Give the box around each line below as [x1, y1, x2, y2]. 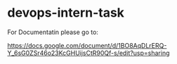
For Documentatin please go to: [7, 28, 98, 36]
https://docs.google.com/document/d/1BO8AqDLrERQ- [7, 41, 167, 49]
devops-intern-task [7, 5, 125, 21]
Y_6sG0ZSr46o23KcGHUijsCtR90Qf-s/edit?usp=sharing [7, 49, 170, 57]
